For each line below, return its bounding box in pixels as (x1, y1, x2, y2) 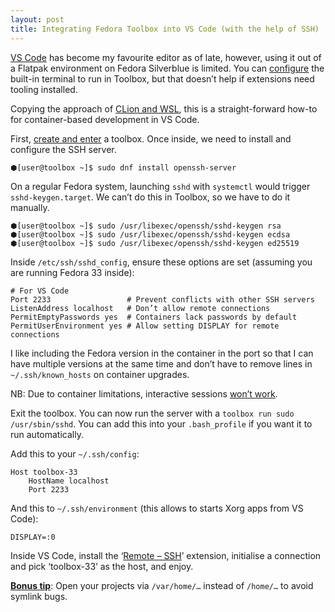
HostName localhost (28, 476, 110, 486)
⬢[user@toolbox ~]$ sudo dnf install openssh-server (10, 162, 237, 173)
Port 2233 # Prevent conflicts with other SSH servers (10, 294, 315, 305)
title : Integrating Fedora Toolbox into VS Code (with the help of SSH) (10, 24, 320, 34)
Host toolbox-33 (10, 467, 78, 477)
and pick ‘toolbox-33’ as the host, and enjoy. (10, 560, 194, 572)
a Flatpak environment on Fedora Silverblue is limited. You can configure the (10, 62, 325, 74)
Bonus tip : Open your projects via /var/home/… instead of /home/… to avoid (10, 579, 314, 591)
